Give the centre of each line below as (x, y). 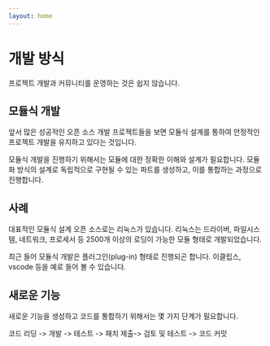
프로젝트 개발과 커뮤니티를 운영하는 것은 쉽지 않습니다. (94, 83)
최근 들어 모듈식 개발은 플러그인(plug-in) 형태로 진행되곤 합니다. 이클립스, (125, 256)
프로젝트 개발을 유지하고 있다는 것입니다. (72, 142)
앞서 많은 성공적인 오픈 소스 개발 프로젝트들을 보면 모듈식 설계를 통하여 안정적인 (134, 132)
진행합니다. (26, 180)
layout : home (30, 16)
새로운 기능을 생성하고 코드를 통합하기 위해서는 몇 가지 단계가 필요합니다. (123, 316)
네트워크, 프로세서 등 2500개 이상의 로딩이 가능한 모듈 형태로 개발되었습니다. (141, 239)
